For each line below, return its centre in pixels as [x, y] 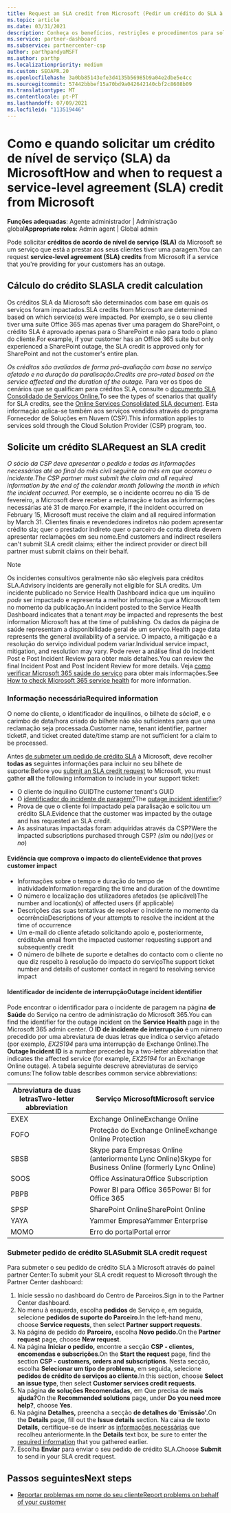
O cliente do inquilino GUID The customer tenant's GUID [96, 791]
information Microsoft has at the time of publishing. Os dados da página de [113, 622]
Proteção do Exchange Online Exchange [153, 1131]
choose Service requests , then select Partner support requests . [109, 1325]
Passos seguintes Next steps [69, 1478]
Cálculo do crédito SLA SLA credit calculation [105, 286]
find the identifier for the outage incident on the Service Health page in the [113, 1022]
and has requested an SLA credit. [64, 821]
